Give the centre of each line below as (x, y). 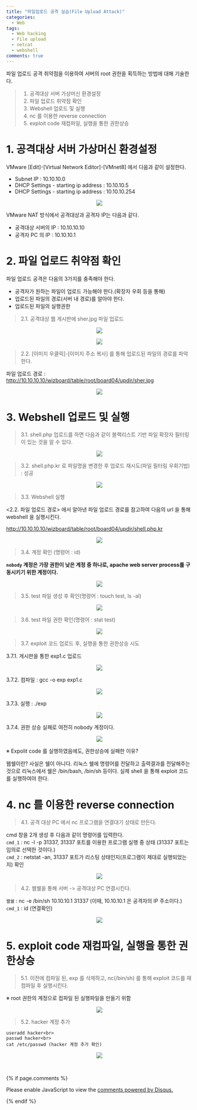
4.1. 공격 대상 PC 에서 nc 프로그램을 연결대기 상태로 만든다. (88, 822)
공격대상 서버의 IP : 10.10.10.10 (49, 227)
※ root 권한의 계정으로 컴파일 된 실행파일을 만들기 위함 (69, 998)
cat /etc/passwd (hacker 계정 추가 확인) (54, 1045)
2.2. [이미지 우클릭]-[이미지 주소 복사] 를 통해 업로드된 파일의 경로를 (99, 353)
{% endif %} (21, 1101)
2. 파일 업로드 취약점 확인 (64, 261)
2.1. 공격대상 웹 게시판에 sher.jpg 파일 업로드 (72, 319)
